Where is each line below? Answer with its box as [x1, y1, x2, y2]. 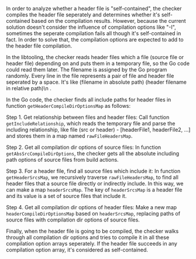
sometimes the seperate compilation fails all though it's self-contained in [6, 30, 181, 37]
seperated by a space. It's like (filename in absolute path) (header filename [6, 79, 187, 86]
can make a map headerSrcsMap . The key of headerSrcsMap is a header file [6, 186, 183, 193]
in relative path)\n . [6, 85, 51, 91]
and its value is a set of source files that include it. [6, 193, 127, 199]
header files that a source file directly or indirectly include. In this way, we [6, 180, 184, 187]
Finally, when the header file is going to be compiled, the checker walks [6, 228, 179, 234]
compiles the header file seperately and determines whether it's [6, 11, 160, 18]
